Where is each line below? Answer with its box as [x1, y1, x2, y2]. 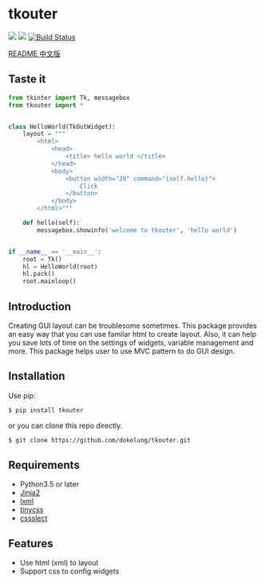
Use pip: [8, 390, 36, 400]
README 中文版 [8, 49, 61, 58]
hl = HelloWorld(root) [22, 262, 98, 270]
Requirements [8, 458, 80, 472]
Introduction [8, 299, 72, 313]
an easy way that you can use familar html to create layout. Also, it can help [8, 329, 257, 338]
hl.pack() [22, 270, 56, 278]
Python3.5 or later [19, 479, 80, 489]
